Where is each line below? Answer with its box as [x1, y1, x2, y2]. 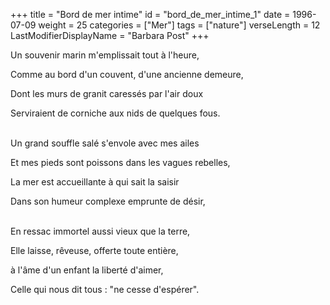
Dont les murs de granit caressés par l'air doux [10, 88, 204, 99]
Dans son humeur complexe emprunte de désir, [10, 195, 206, 207]
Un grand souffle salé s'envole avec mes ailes [10, 137, 200, 149]
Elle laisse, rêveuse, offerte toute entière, [10, 245, 179, 256]
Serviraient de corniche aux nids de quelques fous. [10, 107, 221, 119]
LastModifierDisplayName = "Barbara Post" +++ [10, 30, 210, 41]
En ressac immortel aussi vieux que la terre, [10, 225, 191, 237]
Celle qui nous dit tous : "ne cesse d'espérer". [10, 284, 200, 295]
